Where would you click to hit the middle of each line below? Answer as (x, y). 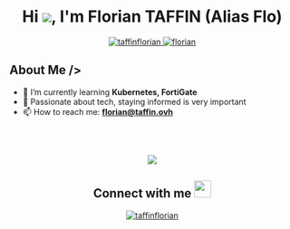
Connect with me (142, 193)
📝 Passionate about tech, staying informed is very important (134, 101)
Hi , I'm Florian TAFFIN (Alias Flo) (152, 17)
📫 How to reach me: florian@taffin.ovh (98, 111)
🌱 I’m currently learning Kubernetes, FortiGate (110, 91)
